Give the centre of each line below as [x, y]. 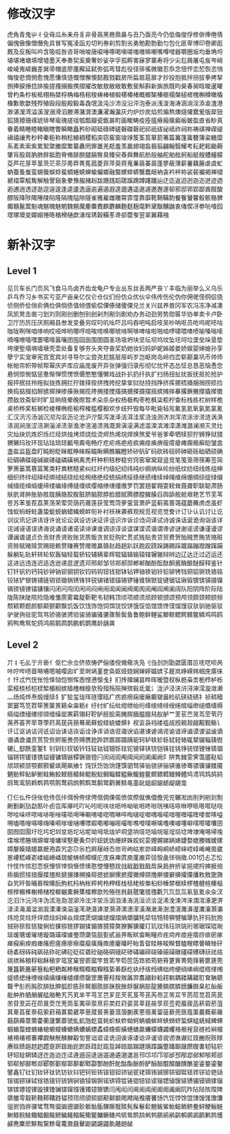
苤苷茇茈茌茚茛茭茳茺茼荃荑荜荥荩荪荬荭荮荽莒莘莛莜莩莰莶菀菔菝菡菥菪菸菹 [115, 1003]
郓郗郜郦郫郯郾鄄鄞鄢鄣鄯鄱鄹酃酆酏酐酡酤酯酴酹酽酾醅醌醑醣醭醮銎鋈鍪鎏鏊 [115, 1063]
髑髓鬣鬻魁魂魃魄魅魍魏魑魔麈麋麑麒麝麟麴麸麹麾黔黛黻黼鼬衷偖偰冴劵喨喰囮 [115, 206]
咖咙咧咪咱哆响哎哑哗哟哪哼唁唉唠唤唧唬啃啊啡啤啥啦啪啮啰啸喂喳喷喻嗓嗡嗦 [115, 331]
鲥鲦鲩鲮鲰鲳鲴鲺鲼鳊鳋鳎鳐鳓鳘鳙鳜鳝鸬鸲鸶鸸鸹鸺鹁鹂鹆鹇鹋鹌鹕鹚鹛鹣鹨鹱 [115, 1115]
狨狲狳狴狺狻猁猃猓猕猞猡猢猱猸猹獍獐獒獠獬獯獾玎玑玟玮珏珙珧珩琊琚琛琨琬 [115, 926]
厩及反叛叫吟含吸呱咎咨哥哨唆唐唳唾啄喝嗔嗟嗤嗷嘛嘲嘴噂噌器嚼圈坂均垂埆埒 [115, 52]
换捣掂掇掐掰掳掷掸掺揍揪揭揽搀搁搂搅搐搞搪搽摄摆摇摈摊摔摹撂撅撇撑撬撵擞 [115, 391]
